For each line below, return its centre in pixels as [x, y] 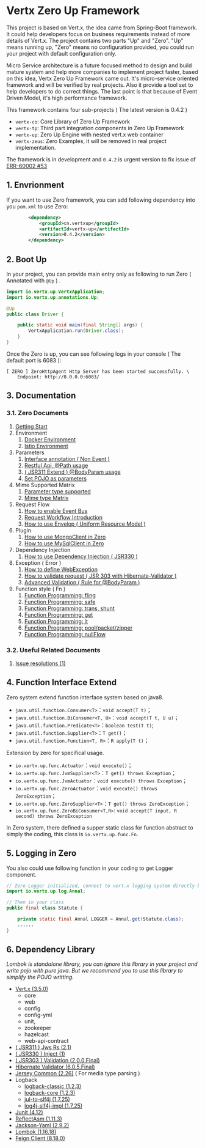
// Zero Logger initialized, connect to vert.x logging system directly [101, 886]
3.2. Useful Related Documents [53, 650]
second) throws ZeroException [54, 816]
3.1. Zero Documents [38, 413]
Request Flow [32, 504]
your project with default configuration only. [62, 53]
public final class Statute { [45, 908]
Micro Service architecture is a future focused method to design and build [99, 65]
